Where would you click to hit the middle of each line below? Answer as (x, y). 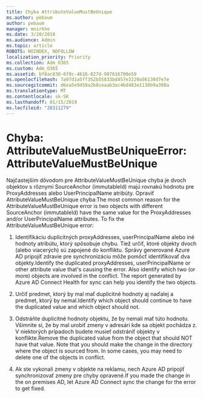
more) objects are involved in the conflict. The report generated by (98, 276)
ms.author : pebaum (29, 18)
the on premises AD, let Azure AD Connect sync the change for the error (105, 382)
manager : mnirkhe (28, 29)
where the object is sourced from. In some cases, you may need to (98, 351)
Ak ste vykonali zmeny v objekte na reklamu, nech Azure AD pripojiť (100, 369)
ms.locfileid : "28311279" (39, 108)
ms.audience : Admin (31, 40)
